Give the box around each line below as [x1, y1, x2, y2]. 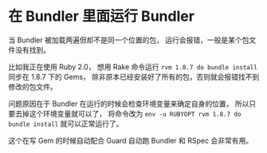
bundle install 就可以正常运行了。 [8, 119, 124, 128]
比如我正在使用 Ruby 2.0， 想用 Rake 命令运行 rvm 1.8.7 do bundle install [8, 61, 257, 72]
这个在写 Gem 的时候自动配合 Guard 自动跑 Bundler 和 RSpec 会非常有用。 [8, 135, 253, 145]
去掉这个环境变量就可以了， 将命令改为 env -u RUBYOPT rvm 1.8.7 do [14, 108, 241, 118]
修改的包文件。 [8, 81, 57, 92]
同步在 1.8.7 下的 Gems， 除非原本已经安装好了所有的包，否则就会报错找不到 [8, 72, 260, 81]
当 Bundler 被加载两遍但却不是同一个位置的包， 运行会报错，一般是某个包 [8, 35, 249, 45]
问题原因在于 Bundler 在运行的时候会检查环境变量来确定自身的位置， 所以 [8, 99, 249, 108]
